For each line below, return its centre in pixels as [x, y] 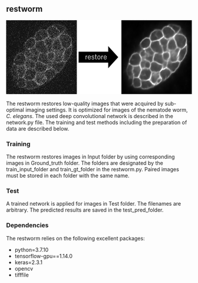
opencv [24, 268]
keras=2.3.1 [29, 262]
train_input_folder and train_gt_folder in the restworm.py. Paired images [93, 170]
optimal [15, 110]
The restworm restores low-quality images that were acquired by [85, 103]
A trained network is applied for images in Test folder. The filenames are [94, 204]
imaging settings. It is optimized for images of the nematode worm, [107, 110]
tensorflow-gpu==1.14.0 [43, 256]
